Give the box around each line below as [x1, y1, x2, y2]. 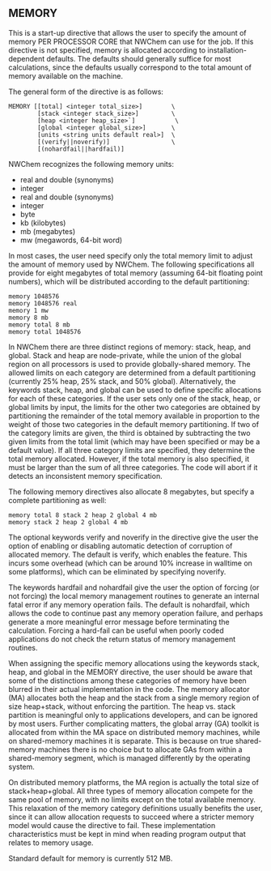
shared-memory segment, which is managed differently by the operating [8, 753, 251, 762]
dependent [8, 53, 45, 63]
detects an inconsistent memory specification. [8, 471, 163, 480]
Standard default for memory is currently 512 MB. [8, 853, 173, 863]
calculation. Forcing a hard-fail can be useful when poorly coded [8, 625, 224, 635]
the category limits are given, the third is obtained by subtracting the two [8, 428, 251, 438]
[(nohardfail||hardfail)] [37, 145, 125, 153]
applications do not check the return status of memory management [8, 634, 236, 643]
